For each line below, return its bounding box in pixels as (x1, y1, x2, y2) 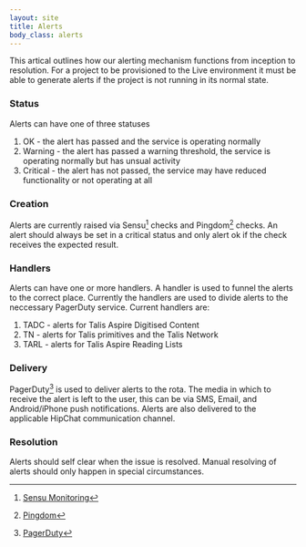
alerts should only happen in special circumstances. (9, 466, 205, 477)
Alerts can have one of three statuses (9, 118, 150, 129)
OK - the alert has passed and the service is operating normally (22, 136, 261, 147)
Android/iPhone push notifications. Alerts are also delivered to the (9, 403, 257, 414)
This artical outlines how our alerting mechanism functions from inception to (9, 56, 296, 67)
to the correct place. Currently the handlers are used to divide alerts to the (9, 292, 289, 303)
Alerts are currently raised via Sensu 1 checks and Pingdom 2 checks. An (9, 218, 278, 231)
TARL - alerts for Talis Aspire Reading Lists (22, 338, 183, 349)
